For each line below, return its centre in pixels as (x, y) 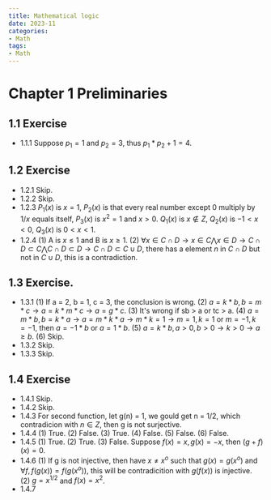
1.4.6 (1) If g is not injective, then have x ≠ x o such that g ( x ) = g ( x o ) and (139, 460)
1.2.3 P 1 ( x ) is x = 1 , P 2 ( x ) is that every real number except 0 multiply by (138, 208)
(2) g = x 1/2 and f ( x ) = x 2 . (62, 480)
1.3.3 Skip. (37, 354)
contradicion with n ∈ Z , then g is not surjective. (101, 425)
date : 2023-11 (32, 24)
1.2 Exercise (39, 171)
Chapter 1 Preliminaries (88, 94)
